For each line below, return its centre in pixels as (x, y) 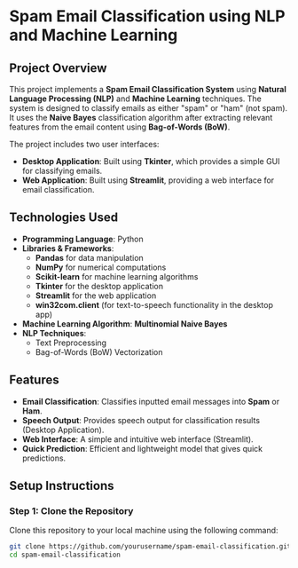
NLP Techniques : (54, 333)
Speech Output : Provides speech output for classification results (141, 420)
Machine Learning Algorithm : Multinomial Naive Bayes (125, 323)
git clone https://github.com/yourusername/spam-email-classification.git (150, 547)
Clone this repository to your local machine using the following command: (144, 531)
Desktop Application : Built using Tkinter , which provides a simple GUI (151, 161)
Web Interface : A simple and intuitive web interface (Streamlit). (138, 439)
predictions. (44, 458)
